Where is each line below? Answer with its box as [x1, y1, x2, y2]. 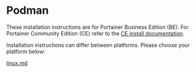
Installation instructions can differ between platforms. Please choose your [6, 41, 190, 49]
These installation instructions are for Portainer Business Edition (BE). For [6, 23, 189, 31]
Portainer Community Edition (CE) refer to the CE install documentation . [6, 29, 185, 37]
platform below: [6, 47, 45, 55]
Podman [6, 4, 49, 17]
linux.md [6, 59, 28, 67]
